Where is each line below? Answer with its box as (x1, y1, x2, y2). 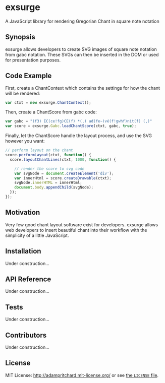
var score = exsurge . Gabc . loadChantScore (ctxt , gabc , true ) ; (5, 123, 137, 129)
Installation (5, 247, 41, 256)
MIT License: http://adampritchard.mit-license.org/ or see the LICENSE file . (5, 372, 159, 378)
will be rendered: (5, 90, 40, 96)
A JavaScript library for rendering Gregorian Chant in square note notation (5, 18, 160, 24)
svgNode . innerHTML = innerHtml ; (14, 180, 82, 185)
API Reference (5, 275, 51, 283)
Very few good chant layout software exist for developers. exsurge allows (5, 221, 158, 228)
